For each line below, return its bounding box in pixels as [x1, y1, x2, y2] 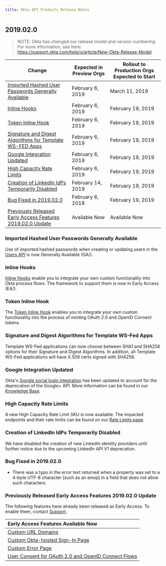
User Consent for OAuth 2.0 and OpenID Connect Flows [7, 553, 137, 560]
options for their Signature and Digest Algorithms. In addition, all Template [5, 348, 156, 354]
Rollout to [123, 61, 146, 68]
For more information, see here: [17, 44, 82, 50]
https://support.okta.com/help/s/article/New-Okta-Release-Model [17, 49, 152, 55]
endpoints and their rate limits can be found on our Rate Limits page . [5, 417, 145, 423]
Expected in [74, 64, 103, 71]
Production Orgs [114, 67, 154, 74]
